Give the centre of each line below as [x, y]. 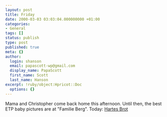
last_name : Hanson [29, 80]
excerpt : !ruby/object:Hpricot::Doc [44, 84]
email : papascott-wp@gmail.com [43, 66]
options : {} [22, 89]
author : [13, 56]
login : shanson [26, 61]
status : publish [22, 38]
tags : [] [14, 33]
